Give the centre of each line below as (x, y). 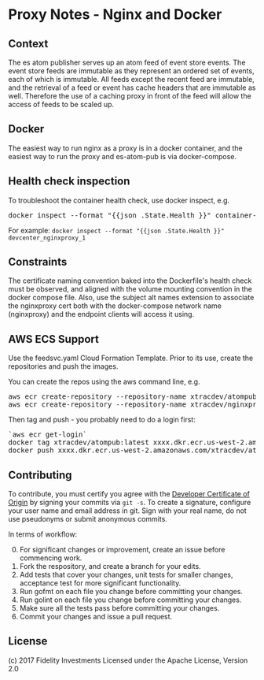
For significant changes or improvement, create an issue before (122, 550)
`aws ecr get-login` (48, 435)
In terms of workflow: (43, 534)
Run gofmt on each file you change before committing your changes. (131, 592)
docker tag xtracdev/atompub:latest (79, 442)
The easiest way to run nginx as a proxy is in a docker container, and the (125, 148)
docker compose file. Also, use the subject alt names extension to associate (131, 298)
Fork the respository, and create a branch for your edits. (110, 567)
